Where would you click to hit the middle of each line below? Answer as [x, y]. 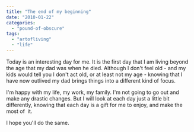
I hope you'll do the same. [38, 122]
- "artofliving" [31, 39]
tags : [13, 34]
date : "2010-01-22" [30, 17]
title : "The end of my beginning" [49, 12]
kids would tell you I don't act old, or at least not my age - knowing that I [94, 74]
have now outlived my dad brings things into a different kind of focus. [91, 80]
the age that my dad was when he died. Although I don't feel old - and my [96, 68]
